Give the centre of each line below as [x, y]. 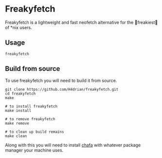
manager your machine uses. [34, 150]
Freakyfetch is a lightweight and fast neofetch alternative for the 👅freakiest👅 [81, 22]
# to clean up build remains [35, 132]
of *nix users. [19, 27]
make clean [16, 136]
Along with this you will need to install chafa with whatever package [73, 145]
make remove [17, 123]
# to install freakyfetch [31, 106]
